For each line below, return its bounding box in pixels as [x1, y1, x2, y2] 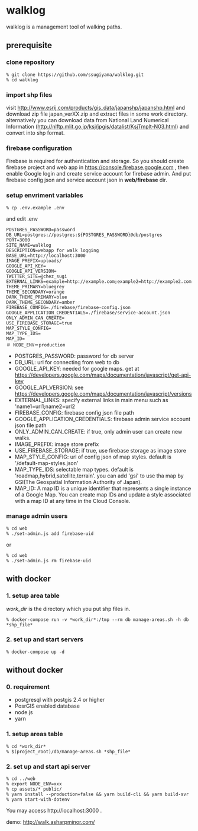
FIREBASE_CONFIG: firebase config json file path [14, 409, 134, 416]
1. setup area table [6, 591, 60, 600]
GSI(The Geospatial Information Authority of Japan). [14, 478, 142, 485]
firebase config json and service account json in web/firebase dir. [6, 176, 167, 184]
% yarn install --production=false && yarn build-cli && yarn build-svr [6, 791, 189, 798]
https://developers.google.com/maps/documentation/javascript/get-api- [14, 371, 191, 378]
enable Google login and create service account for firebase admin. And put [6, 170, 191, 177]
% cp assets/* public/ [6, 787, 62, 792]
